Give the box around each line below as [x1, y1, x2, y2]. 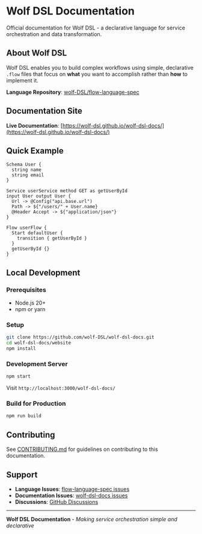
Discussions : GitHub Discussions [14, 498, 99, 505]
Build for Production [6, 399, 66, 408]
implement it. [6, 76, 38, 84]
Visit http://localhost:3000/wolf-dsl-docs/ [6, 384, 116, 392]
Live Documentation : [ [6, 122, 63, 129]
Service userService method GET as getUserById [6, 188, 128, 194]
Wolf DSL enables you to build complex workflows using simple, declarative [6, 64, 194, 71]
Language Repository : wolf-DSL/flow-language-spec [6, 88, 139, 96]
